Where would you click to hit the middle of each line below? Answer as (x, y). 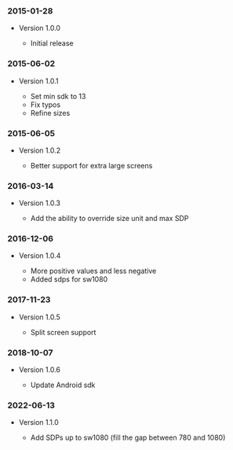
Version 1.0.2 (39, 150)
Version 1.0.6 (39, 370)
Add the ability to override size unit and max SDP (109, 219)
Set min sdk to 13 (58, 96)
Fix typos (45, 105)
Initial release (52, 43)
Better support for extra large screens (91, 165)
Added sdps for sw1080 (69, 279)
